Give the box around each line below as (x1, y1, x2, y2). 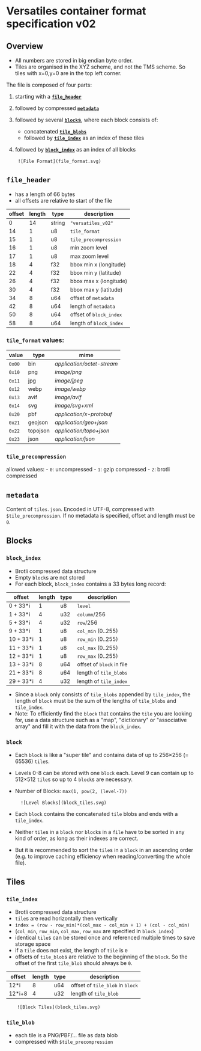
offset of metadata (70, 294, 114, 301)
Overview (6, 41, 44, 51)
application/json (55, 435, 95, 443)
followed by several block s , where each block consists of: (14, 116, 158, 123)
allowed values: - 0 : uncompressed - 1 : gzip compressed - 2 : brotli (6, 466, 170, 473)
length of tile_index (77, 678, 128, 685)
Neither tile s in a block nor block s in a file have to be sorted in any (14, 829, 185, 836)
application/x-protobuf (55, 410, 113, 417)
